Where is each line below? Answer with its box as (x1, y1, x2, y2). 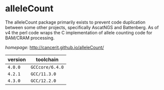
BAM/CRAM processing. (5, 35, 55, 41)
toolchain (36, 56, 58, 63)
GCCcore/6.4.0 (30, 64, 64, 70)
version (7, 56, 26, 63)
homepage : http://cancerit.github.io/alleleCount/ (5, 44, 104, 50)
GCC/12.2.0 (30, 78, 56, 84)
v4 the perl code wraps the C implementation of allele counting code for (5, 30, 153, 35)
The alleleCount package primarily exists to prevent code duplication (5, 19, 146, 25)
